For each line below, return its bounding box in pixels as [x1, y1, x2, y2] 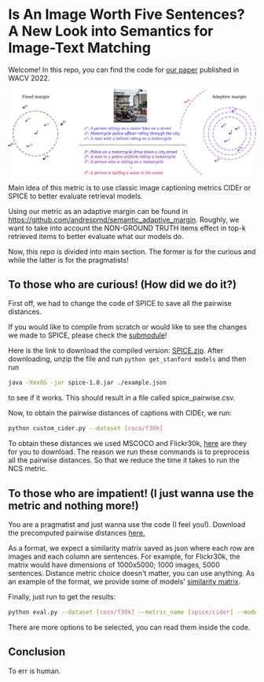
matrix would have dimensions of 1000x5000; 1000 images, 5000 [8, 560, 220, 570]
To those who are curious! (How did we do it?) [8, 278, 237, 292]
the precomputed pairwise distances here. [8, 529, 145, 538]
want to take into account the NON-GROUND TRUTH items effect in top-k [8, 223, 246, 233]
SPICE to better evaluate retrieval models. [8, 191, 143, 201]
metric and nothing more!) [8, 499, 139, 512]
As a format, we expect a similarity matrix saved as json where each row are [8, 544, 255, 553]
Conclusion [8, 645, 66, 658]
